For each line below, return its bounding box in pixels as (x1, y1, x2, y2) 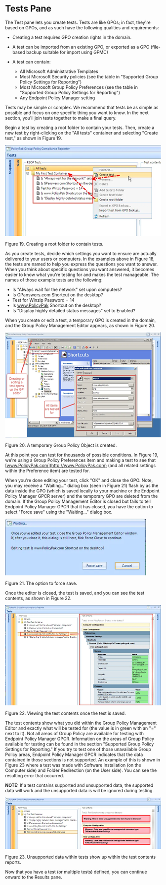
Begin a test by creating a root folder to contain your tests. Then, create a (5, 125, 155, 131)
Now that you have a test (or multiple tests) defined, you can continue (5, 869, 147, 875)
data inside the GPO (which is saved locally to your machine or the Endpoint (5, 488, 160, 494)
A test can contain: (12, 59, 51, 65)
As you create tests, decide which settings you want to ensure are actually (5, 251, 157, 257)
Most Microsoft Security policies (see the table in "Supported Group (19, 73, 159, 79)
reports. (5, 859, 21, 865)
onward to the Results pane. (5, 874, 63, 880)
